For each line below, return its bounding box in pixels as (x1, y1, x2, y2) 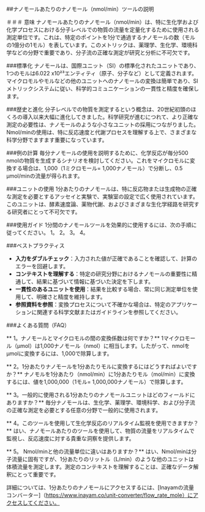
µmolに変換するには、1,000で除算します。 (6, 350, 113, 357)
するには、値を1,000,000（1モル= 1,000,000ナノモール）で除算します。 (6, 378, 187, 385)
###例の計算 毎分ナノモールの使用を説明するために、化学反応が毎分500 (6, 149, 188, 156)
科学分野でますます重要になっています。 (6, 137, 108, 143)
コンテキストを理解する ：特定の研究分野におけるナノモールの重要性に (15, 270, 192, 277)
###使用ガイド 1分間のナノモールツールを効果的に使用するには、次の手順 (6, 221, 192, 228)
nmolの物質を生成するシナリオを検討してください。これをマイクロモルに (6, 157, 190, 164)
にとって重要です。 (11, 471, 59, 478)
